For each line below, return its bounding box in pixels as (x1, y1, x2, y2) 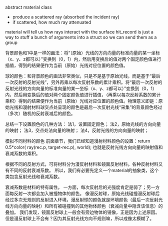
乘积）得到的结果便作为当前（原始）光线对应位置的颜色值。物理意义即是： (5, 98, 158, 104)
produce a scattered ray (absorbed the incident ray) (12, 14, 120, 19)
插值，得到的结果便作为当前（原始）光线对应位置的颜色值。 (5, 62, 128, 68)
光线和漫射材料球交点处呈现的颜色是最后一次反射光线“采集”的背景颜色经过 (9, 104, 162, 110)
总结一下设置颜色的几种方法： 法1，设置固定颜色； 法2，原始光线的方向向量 (5, 121, 161, 127)
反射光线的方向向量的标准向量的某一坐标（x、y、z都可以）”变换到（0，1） (5, 85, 157, 91)
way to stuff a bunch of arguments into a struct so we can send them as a (5, 34, 157, 40)
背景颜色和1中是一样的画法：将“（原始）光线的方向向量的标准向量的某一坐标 (5, 50, 160, 55)
